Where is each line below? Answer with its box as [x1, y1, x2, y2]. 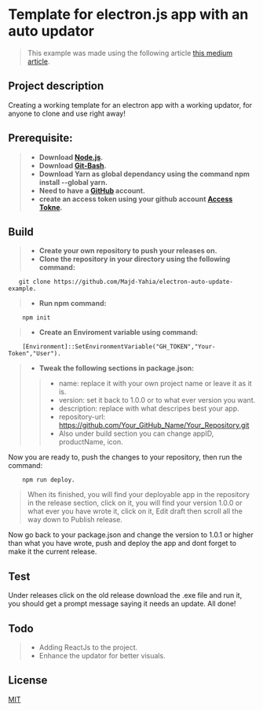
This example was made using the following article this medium [27, 48, 233, 57]
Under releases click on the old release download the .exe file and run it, [8, 591, 243, 600]
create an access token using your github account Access [38, 194, 233, 204]
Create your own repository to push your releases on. [38, 246, 217, 256]
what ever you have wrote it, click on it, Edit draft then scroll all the [27, 507, 243, 516]
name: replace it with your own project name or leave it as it [58, 379, 253, 389]
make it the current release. [8, 547, 97, 556]
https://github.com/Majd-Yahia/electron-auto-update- [53, 278, 234, 286]
